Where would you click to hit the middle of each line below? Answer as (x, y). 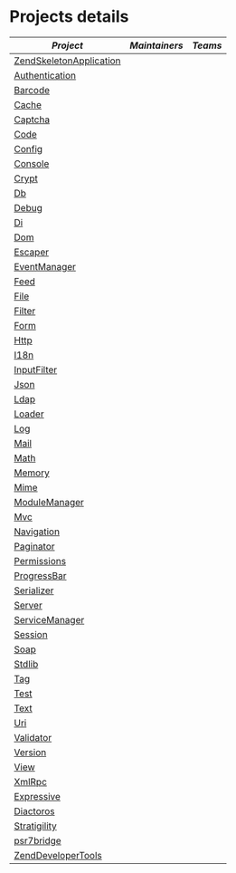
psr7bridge (38, 840)
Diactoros (35, 811)
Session (31, 634)
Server (28, 605)
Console (32, 163)
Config (28, 149)
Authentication (45, 75)
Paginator (35, 546)
